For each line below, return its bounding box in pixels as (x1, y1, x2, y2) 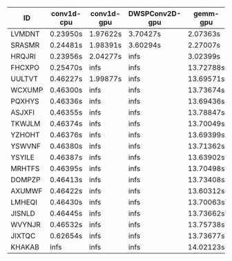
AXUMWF (10, 186, 43, 195)
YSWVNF (10, 142, 41, 151)
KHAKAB (10, 242, 39, 251)
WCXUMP (10, 86, 43, 95)
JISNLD (10, 209, 36, 218)
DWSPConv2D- (128, 9, 182, 18)
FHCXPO (10, 63, 40, 72)
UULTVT (10, 74, 39, 84)
